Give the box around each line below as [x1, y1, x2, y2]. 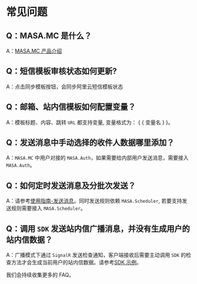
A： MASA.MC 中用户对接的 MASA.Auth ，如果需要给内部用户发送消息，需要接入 [6, 154, 189, 161]
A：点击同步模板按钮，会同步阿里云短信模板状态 [6, 83, 123, 90]
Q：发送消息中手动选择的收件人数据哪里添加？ [6, 138, 175, 148]
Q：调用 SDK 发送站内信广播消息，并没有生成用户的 [6, 223, 190, 233]
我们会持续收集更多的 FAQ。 [6, 272, 75, 279]
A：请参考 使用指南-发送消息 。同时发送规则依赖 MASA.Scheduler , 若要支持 [6, 197, 182, 204]
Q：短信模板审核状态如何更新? [6, 66, 118, 77]
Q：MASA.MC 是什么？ [6, 31, 92, 41]
